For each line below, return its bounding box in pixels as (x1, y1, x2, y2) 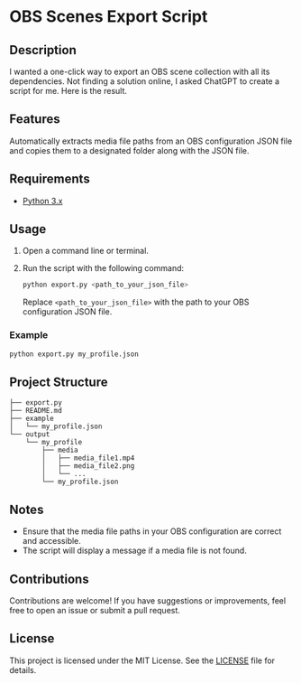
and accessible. (22, 536, 81, 547)
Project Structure (9, 374, 108, 389)
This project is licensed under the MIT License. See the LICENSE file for (9, 655, 276, 666)
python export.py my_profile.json (9, 350, 140, 359)
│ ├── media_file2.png (41, 462, 135, 471)
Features (9, 111, 60, 127)
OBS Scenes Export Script (9, 6, 208, 27)
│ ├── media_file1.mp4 (41, 454, 135, 463)
